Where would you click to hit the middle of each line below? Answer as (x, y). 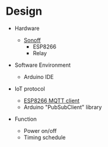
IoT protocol (30, 89)
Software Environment (42, 65)
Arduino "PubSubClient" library (63, 107)
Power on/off (40, 130)
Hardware (27, 28)
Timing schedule (45, 137)
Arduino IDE (39, 77)
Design (24, 11)
